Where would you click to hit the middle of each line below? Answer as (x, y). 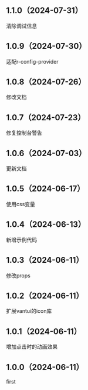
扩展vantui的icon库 (29, 311)
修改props (18, 275)
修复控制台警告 (24, 133)
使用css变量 (21, 204)
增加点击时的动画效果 (32, 347)
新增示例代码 (21, 240)
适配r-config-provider (32, 61)
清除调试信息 (21, 26)
